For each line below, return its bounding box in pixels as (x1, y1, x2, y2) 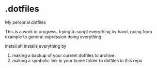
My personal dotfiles (5, 19, 46, 25)
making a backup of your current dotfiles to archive (12, 52, 115, 58)
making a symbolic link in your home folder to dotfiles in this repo (12, 57, 142, 63)
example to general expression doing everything (5, 34, 102, 40)
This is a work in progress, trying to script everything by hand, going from (5, 28, 152, 34)
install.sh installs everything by (5, 43, 67, 49)
